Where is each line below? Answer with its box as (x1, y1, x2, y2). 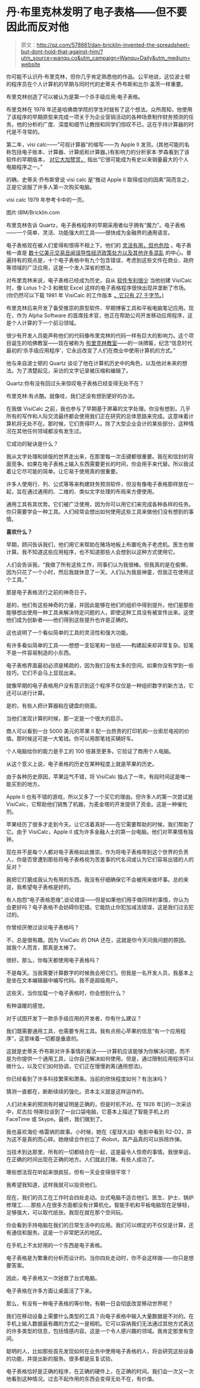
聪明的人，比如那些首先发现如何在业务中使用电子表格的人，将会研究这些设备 (6, 1347, 194, 1355)
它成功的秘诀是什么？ (6, 440, 58, 447)
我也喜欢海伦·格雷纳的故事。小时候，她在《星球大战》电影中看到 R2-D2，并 (6, 1128, 192, 1135)
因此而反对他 (6, 20, 70, 34)
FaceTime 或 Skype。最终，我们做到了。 (6, 1115, 106, 1122)
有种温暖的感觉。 (6, 1002, 48, 1009)
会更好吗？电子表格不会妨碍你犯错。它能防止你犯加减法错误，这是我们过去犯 (6, 903, 194, 910)
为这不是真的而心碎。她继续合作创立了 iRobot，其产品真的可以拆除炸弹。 (6, 1135, 186, 1143)
